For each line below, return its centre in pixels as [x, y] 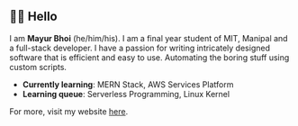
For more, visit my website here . [69, 111]
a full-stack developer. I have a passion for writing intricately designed [140, 48]
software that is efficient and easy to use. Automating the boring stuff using [149, 57]
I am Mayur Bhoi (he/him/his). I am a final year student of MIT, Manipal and [149, 38]
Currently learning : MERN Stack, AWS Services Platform [128, 84]
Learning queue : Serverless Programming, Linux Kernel [126, 94]
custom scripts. [38, 67]
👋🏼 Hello [33, 17]
